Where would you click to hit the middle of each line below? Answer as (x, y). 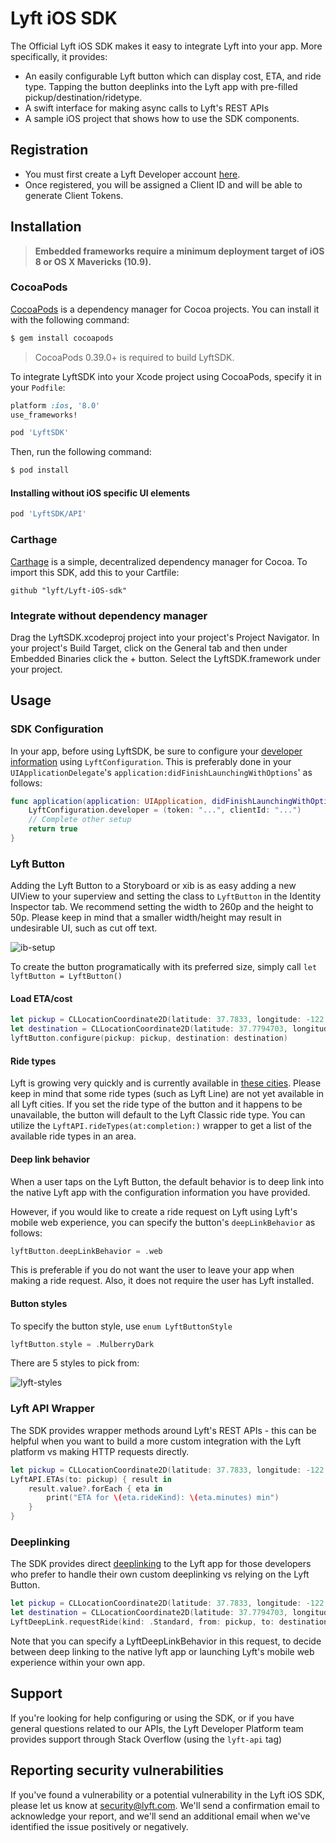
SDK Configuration (57, 729)
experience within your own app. (78, 1662)
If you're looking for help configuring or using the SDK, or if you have (152, 1718)
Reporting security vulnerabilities (117, 1770)
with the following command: (70, 319)
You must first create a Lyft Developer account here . (132, 174)
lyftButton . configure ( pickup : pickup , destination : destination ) (149, 1038)
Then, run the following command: (81, 452)
